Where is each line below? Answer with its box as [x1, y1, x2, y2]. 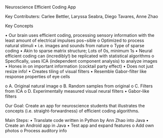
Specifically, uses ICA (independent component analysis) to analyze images [5, 58, 158, 64]
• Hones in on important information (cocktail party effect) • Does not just [5, 63, 154, 69]
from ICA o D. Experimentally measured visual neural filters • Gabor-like [5, 88, 150, 94]
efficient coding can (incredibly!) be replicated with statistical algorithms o [5, 53, 155, 59]
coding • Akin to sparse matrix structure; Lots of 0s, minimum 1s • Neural [5, 48, 153, 53]
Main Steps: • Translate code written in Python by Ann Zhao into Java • [5, 118, 149, 123]
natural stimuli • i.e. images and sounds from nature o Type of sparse [5, 43, 145, 48]
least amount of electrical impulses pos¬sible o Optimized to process [5, 37, 144, 43]
